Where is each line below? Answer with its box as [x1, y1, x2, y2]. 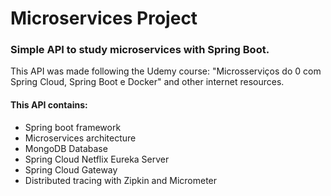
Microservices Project [10, 7, 198, 30]
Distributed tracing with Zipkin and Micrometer [24, 174, 218, 186]
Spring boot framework [24, 121, 122, 133]
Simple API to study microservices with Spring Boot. [10, 43, 270, 57]
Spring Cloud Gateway [24, 163, 118, 176]
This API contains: [10, 99, 88, 111]
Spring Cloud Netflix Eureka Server [24, 153, 170, 165]
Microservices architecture [24, 132, 137, 144]
